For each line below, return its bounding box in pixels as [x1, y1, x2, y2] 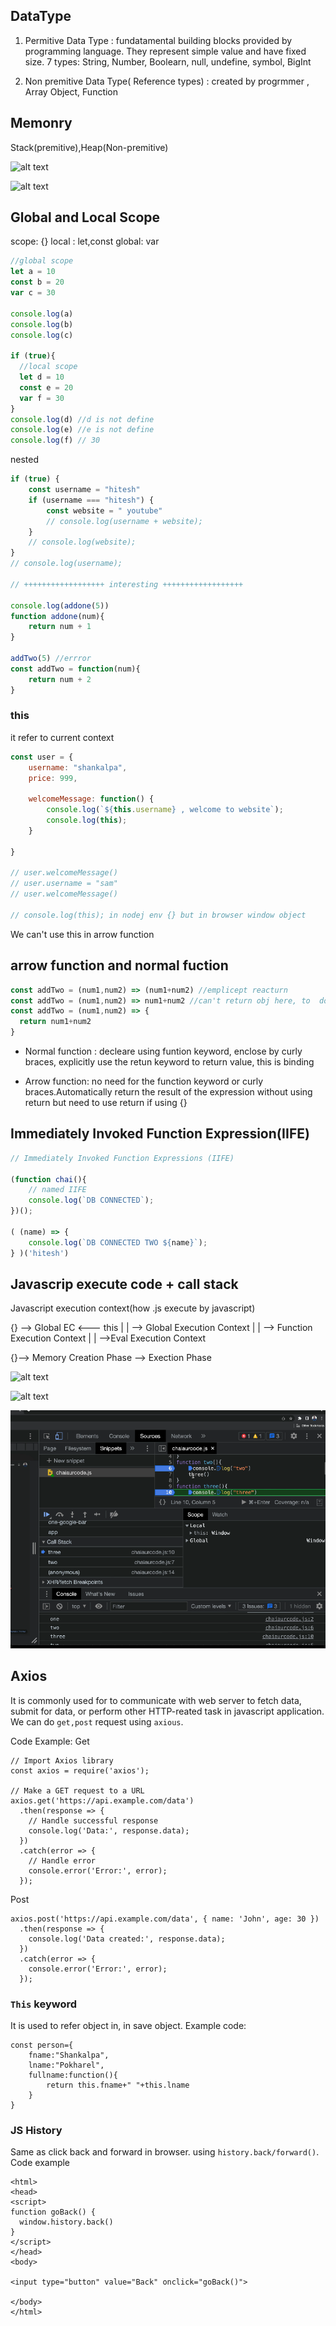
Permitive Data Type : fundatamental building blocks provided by [24, 34, 293, 46]
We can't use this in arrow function [10, 928, 155, 940]
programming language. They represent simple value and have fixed [24, 45, 307, 57]
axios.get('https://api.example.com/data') [10, 1795, 195, 1806]
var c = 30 [10, 288, 56, 298]
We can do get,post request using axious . [10, 1715, 184, 1728]
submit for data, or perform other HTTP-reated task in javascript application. [10, 1705, 325, 1717]
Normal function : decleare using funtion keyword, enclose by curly [24, 1045, 303, 1058]
